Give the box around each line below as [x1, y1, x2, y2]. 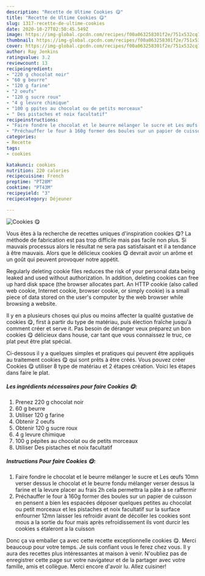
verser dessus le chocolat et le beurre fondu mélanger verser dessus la [15, 480, 195, 487]
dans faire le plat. [6, 369, 50, 376]
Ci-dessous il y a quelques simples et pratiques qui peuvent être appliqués [6, 349, 194, 357]
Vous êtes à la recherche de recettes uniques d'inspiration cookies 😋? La [6, 229, 192, 237]
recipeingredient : [6, 65, 53, 72]
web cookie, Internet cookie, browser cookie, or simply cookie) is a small [6, 287, 190, 294]
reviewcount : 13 [6, 60, 48, 66]
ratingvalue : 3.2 [6, 54, 51, 60]
